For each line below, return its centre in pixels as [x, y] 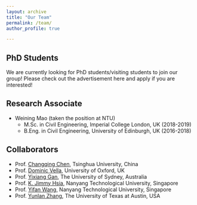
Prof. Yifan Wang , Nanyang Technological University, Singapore [93, 189]
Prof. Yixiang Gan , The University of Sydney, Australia [81, 176]
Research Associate [44, 104]
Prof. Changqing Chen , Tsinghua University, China [76, 164]
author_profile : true [33, 28]
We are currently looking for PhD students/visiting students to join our [92, 72]
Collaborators [32, 150]
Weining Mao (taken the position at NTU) [65, 118]
